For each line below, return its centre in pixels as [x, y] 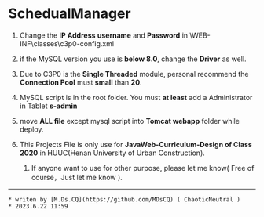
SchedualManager [70, 14]
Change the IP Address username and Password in [104, 35]
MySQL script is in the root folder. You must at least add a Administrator [136, 97]
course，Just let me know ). [77, 177]
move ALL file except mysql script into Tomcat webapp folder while [129, 121]
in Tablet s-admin [48, 106]
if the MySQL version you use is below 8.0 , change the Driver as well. [133, 59]
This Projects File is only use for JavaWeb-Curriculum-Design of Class [136, 144]
